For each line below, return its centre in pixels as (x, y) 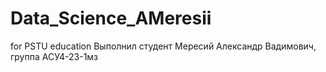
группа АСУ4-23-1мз (54, 56)
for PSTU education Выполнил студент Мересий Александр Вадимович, (163, 46)
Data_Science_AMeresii (111, 18)
